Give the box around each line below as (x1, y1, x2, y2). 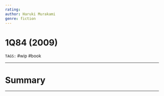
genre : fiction (5, 16, 36, 21)
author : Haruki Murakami (5, 12, 56, 16)
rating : (5, 7, 21, 12)
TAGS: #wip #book (5, 53, 41, 59)
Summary (5, 75, 45, 85)
